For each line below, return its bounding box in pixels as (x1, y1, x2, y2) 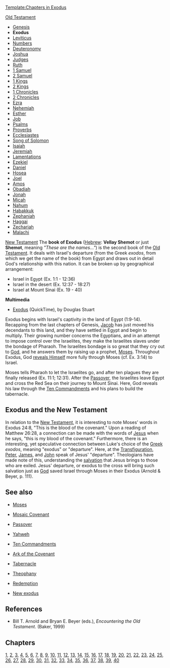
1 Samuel (12, 67, 32, 73)
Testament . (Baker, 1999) (12, 624, 65, 630)
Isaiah (12, 143, 25, 149)
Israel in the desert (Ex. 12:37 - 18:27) (12, 282, 91, 287)
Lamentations (12, 154, 41, 160)
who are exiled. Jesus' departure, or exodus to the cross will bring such (5, 462, 155, 468)
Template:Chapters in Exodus (5, 5, 67, 10)
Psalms (12, 122, 28, 127)
